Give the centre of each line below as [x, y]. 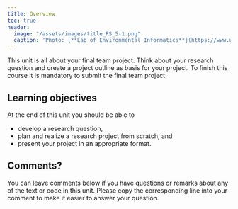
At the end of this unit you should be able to [71, 115]
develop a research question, [60, 128]
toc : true [22, 21]
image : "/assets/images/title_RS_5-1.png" [77, 34]
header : [19, 27]
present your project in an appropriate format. [84, 143]
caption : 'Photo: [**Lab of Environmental [77, 40]
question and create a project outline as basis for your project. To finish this [118, 68]
